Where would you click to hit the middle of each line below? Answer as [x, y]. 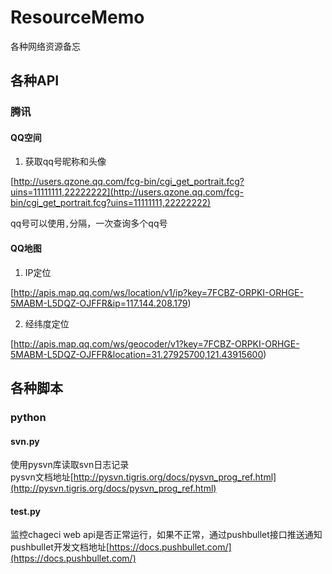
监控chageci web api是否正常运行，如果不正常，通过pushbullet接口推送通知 [166, 535]
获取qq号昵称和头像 [65, 162]
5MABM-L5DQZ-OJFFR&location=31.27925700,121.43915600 [137, 354]
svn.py [25, 441]
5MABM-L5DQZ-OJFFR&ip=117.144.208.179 [99, 303]
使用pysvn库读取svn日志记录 [70, 465]
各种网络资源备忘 [45, 46]
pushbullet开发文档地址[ [60, 547]
